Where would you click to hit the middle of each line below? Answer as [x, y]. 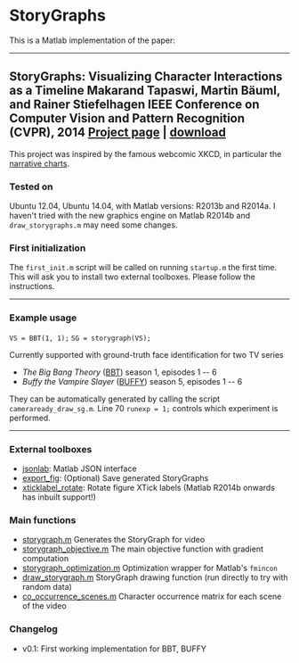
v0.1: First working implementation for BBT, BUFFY [114, 649]
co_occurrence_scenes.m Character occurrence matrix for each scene [152, 597]
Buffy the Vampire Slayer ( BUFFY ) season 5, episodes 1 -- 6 [132, 381]
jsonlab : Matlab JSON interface [79, 468]
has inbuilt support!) [59, 497]
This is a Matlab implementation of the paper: [93, 40]
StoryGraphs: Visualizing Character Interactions [146, 77]
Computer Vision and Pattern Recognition [127, 118]
